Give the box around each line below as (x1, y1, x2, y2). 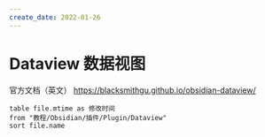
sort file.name (9, 121, 66, 130)
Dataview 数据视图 (9, 54, 146, 73)
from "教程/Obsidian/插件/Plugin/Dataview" (9, 113, 167, 122)
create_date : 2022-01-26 (9, 12, 101, 22)
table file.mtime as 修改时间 (9, 103, 115, 113)
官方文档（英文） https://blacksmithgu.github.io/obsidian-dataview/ (9, 85, 257, 95)
